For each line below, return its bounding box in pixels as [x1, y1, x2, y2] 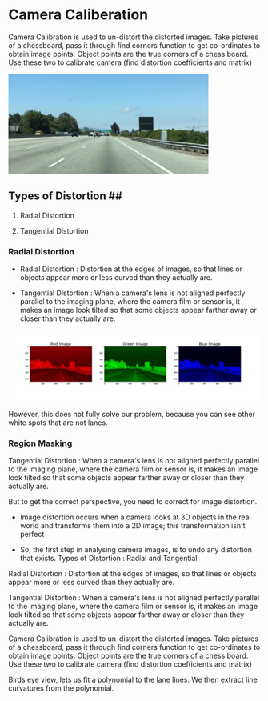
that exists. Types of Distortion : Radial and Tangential [19, 554, 198, 563]
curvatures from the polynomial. [8, 683, 114, 693]
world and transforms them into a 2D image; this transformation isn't [19, 521, 246, 531]
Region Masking [8, 438, 73, 449]
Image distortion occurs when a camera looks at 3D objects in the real [19, 512, 251, 522]
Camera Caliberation [8, 6, 149, 24]
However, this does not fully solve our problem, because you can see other [8, 409, 256, 419]
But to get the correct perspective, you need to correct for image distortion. [8, 497, 258, 507]
